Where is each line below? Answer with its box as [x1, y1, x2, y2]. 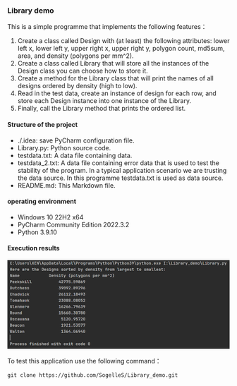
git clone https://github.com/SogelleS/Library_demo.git [7, 371, 178, 379]
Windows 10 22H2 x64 [17, 212, 84, 221]
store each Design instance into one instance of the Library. [17, 97, 192, 105]
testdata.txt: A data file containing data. [17, 151, 133, 159]
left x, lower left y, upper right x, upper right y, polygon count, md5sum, [17, 44, 225, 53]
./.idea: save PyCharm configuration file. [17, 136, 135, 145]
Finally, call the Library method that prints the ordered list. [17, 104, 186, 113]
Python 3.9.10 [17, 228, 58, 236]
